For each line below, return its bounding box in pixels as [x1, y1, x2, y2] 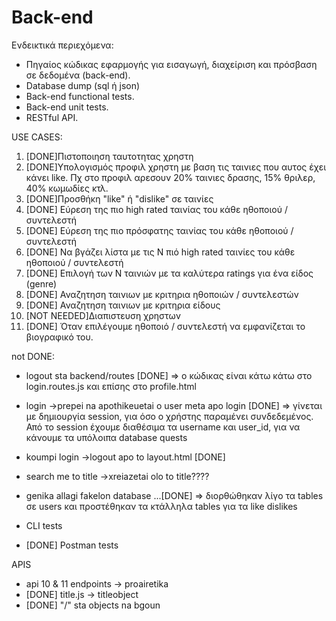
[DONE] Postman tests [25, 539, 119, 551]
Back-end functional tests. [25, 90, 135, 102]
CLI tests [25, 519, 63, 531]
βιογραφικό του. [25, 331, 94, 343]
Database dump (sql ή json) [25, 79, 141, 91]
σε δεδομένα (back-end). [25, 69, 131, 81]
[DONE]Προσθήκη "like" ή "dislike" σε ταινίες [25, 192, 214, 205]
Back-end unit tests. [25, 101, 109, 113]
